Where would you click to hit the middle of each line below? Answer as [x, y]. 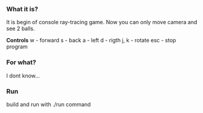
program [17, 47]
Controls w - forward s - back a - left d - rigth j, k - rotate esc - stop [91, 40]
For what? [21, 62]
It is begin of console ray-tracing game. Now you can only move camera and [102, 22]
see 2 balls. [21, 28]
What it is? [22, 9]
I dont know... [23, 76]
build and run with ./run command [48, 104]
